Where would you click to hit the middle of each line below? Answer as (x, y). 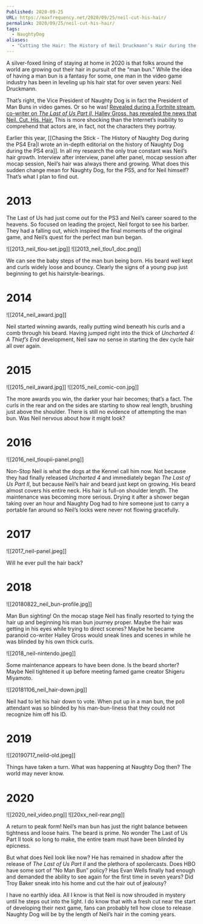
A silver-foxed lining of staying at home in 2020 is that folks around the (95, 63)
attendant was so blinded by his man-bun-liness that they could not (91, 708)
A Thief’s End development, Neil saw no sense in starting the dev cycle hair (100, 339)
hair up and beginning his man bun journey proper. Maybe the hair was (95, 622)
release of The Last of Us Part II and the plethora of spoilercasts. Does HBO (101, 864)
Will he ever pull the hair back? (45, 563)
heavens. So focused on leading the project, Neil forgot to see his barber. (98, 224)
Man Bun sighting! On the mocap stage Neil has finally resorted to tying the (100, 616)
